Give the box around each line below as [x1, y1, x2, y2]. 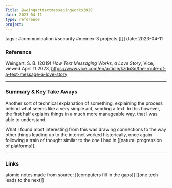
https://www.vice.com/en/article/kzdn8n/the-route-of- [51, 65, 166, 72]
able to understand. [5, 116, 47, 123]
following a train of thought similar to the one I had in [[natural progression [5, 137, 162, 143]
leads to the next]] [5, 177, 45, 183]
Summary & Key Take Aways [5, 88, 78, 96]
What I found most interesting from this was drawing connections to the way [5, 126, 166, 132]
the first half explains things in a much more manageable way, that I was [5, 111, 158, 117]
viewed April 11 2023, [5, 65, 50, 72]
